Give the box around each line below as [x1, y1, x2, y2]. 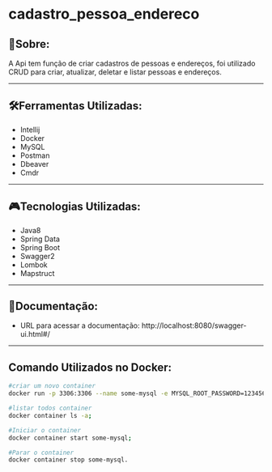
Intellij [19, 125, 40, 134]
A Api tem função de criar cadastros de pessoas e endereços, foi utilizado [8, 58, 256, 68]
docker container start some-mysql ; [8, 434, 132, 442]
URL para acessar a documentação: [19, 321, 140, 330]
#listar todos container [8, 404, 92, 412]
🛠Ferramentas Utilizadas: [8, 99, 143, 113]
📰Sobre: [8, 37, 50, 51]
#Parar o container [8, 449, 74, 457]
